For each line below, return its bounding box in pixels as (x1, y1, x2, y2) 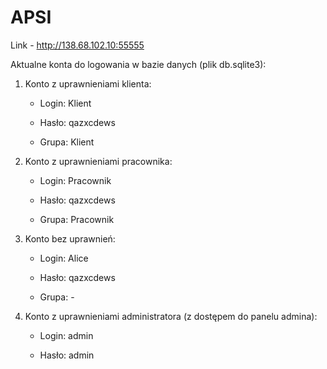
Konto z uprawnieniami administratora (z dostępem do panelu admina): (24, 310, 318, 322)
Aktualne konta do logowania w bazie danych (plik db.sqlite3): (10, 58, 267, 70)
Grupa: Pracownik (39, 213, 115, 225)
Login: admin (39, 329, 94, 341)
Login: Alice (39, 252, 89, 264)
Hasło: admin (39, 349, 95, 361)
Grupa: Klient (39, 136, 95, 148)
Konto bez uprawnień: (24, 232, 116, 245)
